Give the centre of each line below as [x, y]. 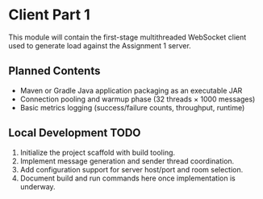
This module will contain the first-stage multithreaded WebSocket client [127, 37]
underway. [38, 186]
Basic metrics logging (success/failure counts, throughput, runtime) [132, 107]
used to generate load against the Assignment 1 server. [100, 45]
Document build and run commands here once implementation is [127, 178]
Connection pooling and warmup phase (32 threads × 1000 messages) [138, 99]
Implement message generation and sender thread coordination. [127, 161]
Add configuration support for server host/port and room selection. [131, 169]
